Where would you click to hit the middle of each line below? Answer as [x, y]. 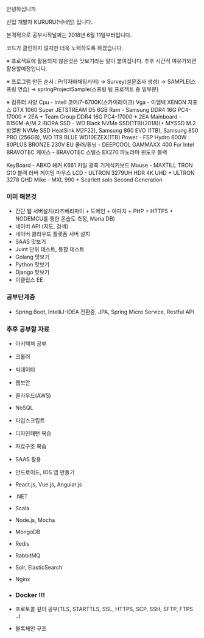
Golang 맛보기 [32, 257]
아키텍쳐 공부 [31, 343]
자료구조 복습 [31, 446]
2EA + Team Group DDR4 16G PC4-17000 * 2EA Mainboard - [104, 117]
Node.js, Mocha [35, 520]
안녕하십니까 [21, 9]
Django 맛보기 [32, 272]
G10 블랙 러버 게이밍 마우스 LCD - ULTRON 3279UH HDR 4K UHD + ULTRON [100, 173]
